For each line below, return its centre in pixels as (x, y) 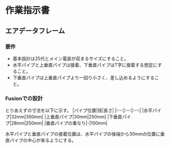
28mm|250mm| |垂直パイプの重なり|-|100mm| (59, 123)
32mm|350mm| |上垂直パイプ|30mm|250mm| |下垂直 (67, 117)
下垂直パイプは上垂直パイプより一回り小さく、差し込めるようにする (83, 77)
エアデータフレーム (35, 31)
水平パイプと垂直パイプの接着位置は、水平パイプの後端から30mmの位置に (83, 134)
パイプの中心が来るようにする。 (43, 140)
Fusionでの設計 (24, 98)
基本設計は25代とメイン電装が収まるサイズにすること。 (71, 58)
